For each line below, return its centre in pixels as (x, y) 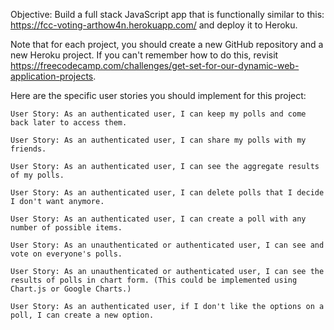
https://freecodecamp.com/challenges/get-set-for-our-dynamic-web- (155, 65)
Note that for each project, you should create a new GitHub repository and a (167, 44)
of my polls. (37, 175)
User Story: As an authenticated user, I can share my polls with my (158, 140)
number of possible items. (66, 228)
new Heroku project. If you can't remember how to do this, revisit (144, 55)
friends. (28, 149)
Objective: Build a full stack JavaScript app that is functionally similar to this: (167, 14)
